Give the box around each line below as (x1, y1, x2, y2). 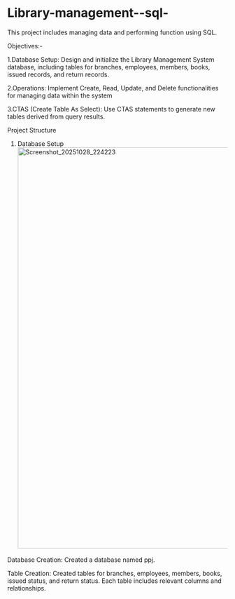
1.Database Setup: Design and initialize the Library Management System (7, 55, 215, 64)
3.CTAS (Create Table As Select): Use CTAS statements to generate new (7, 105, 215, 113)
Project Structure (7, 126, 57, 134)
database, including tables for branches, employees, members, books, (7, 62, 211, 71)
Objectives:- (7, 41, 43, 50)
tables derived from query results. (7, 112, 106, 121)
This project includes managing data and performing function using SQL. (7, 28, 218, 36)
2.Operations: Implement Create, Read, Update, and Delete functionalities (7, 83, 219, 92)
